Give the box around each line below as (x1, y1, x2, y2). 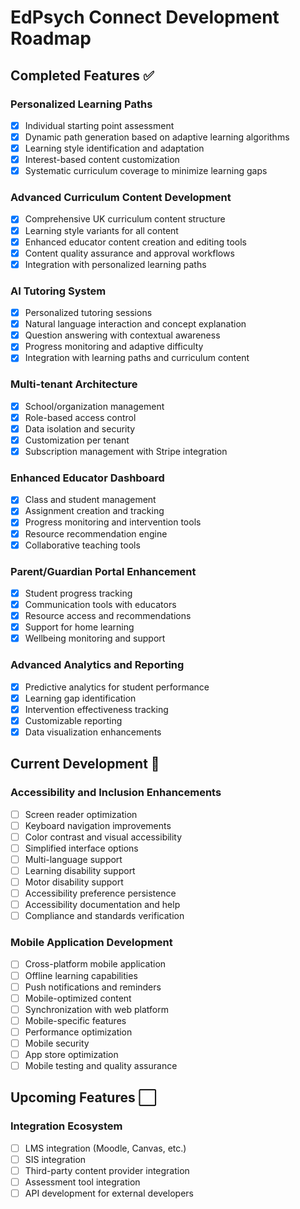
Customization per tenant (24, 434, 130, 446)
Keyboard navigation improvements (24, 819, 172, 831)
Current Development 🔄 (10, 756, 160, 773)
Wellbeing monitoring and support (24, 632, 166, 645)
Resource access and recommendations (24, 610, 192, 622)
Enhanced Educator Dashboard (10, 471, 165, 485)
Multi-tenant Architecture (10, 377, 138, 391)
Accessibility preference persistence (24, 887, 177, 899)
